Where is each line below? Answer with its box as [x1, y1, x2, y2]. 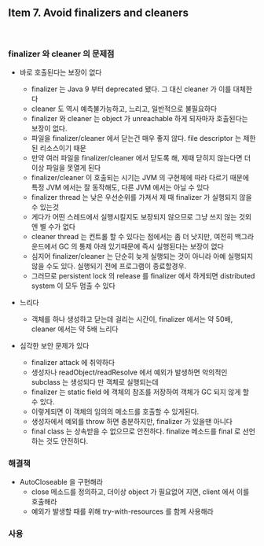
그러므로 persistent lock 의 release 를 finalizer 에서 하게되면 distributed [31, 271, 255, 281]
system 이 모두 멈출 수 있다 [31, 281, 115, 290]
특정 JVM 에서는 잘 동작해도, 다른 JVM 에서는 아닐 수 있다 [31, 183, 210, 192]
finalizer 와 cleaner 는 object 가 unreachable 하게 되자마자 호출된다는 [31, 114, 249, 124]
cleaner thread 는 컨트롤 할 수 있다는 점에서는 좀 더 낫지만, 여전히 [31, 232, 233, 242]
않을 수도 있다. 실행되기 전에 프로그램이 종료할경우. [31, 261, 187, 271]
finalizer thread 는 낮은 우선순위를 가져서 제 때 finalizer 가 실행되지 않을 [31, 193, 253, 202]
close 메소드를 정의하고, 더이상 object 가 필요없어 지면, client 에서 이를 [31, 487, 250, 496]
